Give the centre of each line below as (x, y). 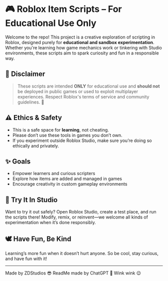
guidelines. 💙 (31, 102)
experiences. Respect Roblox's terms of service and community (83, 96)
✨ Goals (18, 161)
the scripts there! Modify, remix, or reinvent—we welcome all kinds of (77, 217)
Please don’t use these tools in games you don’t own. (67, 135)
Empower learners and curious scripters (54, 173)
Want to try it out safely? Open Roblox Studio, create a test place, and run (81, 212)
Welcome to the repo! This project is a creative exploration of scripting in (80, 37)
